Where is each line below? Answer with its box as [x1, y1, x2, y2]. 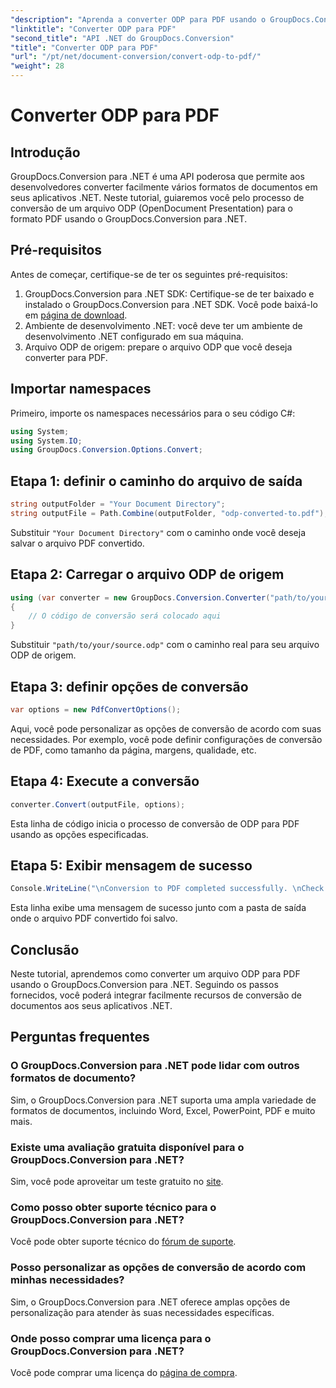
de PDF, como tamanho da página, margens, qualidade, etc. [10, 744, 257, 756]
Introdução [10, 144, 81, 161]
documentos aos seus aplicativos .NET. [10, 1000, 173, 1011]
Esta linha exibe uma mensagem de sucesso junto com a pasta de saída [10, 902, 307, 914]
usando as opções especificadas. [10, 828, 149, 840]
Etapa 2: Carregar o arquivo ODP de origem [10, 566, 285, 583]
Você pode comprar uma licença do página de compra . [10, 1366, 238, 1378]
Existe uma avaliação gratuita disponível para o [10, 1140, 245, 1154]
